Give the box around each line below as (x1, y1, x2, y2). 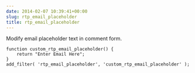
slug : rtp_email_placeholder (6, 14, 77, 20)
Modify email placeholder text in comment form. (6, 35, 122, 42)
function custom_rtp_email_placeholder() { (6, 46, 114, 52)
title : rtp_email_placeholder (6, 19, 80, 25)
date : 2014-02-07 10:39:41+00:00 (6, 8, 88, 14)
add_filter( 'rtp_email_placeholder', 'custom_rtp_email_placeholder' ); (6, 61, 190, 67)
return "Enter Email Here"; (16, 52, 85, 57)
